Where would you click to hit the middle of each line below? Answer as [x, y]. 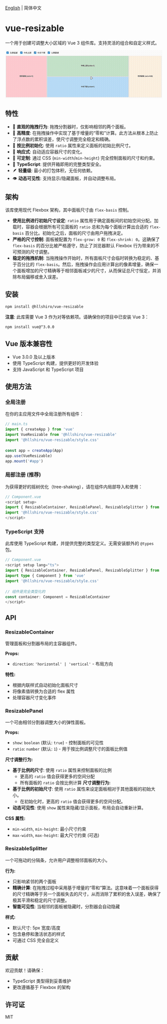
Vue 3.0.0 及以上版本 [34, 357]
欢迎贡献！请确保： [25, 970]
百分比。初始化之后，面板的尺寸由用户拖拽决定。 [75, 233]
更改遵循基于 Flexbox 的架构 [41, 987]
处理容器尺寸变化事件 [34, 697]
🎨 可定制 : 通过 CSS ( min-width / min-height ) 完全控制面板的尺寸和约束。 [85, 158]
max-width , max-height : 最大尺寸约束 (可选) [56, 835]
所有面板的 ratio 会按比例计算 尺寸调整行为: [65, 783]
